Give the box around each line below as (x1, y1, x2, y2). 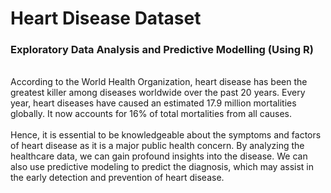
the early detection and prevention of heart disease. (10, 172, 225, 184)
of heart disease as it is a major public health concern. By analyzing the (10, 140, 305, 152)
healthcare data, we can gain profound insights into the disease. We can (10, 150, 308, 162)
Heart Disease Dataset (10, 7, 202, 30)
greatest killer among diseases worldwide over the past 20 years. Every (10, 87, 306, 99)
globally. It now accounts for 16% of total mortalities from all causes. (10, 108, 293, 120)
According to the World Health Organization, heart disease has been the (10, 76, 308, 88)
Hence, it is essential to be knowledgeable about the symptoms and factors (10, 129, 322, 141)
